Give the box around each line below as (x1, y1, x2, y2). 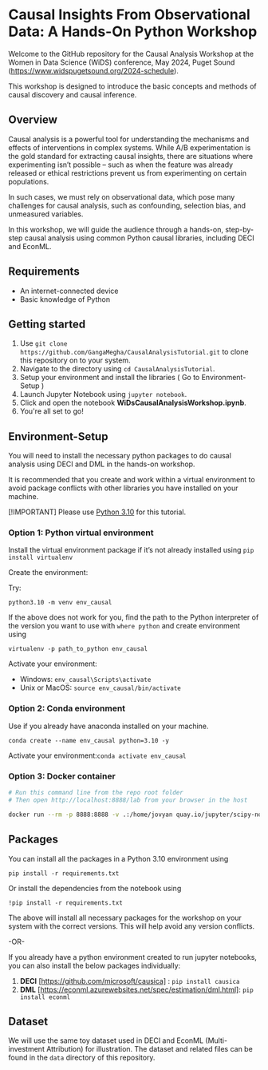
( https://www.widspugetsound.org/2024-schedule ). (8, 65, 179, 75)
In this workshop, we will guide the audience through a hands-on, (8, 224, 223, 234)
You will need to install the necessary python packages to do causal (8, 451, 231, 461)
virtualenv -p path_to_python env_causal (8, 645, 148, 653)
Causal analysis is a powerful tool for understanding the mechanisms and (8, 134, 250, 144)
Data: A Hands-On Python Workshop (8, 22, 258, 41)
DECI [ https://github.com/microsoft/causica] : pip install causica (19, 976, 241, 985)
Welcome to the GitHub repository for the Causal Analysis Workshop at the (8, 49, 254, 58)
